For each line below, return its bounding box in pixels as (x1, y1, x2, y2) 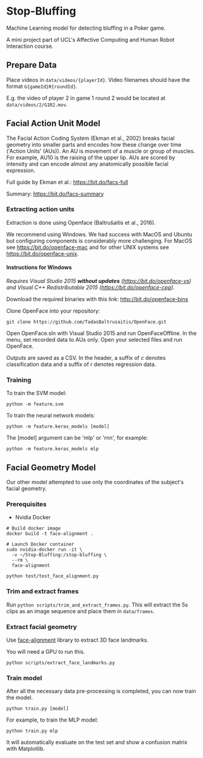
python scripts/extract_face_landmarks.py (6, 660, 115, 666)
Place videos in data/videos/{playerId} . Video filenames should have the (6, 76, 190, 83)
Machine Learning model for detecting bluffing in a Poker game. (6, 24, 166, 32)
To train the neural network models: (6, 412, 95, 419)
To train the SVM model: (6, 390, 67, 397)
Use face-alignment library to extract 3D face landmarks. (6, 636, 149, 643)
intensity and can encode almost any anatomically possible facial (6, 160, 168, 167)
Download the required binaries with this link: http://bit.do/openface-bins (6, 296, 188, 303)
